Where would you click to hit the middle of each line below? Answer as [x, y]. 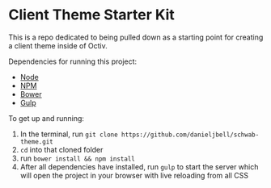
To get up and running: [47, 118]
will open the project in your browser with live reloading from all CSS [134, 175]
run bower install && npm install [78, 158]
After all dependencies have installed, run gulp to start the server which [139, 166]
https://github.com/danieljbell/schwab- [190, 135]
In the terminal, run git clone [69, 134]
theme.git [37, 142]
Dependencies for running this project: [73, 61]
